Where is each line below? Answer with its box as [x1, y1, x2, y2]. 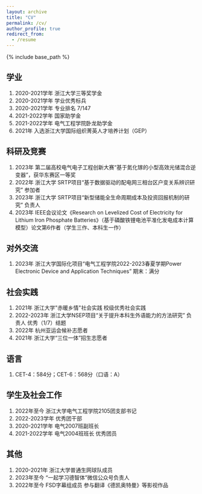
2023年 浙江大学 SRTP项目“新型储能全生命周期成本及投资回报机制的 [14, 193, 185, 201]
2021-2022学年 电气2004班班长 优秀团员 [14, 430, 117, 437]
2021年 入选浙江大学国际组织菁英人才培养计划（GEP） [14, 127, 151, 134]
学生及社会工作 [6, 390, 62, 401]
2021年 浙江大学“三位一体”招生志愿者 [14, 334, 107, 342]
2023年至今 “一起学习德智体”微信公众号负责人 [14, 474, 130, 481]
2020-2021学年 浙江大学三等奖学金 [14, 89, 103, 96]
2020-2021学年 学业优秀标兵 [14, 97, 87, 104]
